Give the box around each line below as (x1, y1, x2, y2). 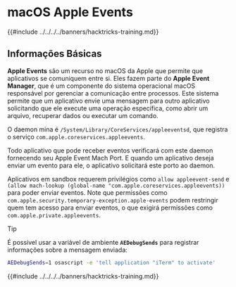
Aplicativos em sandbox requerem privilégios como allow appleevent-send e (7, 174, 230, 183)
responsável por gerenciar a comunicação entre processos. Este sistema (7, 89, 219, 97)
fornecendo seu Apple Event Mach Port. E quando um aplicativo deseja (7, 153, 214, 162)
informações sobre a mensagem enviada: (7, 245, 128, 254)
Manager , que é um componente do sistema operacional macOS (7, 82, 196, 90)
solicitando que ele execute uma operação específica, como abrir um (7, 103, 209, 113)
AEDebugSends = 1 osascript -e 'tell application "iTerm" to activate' (7, 259, 216, 266)
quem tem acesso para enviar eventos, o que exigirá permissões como (7, 203, 213, 212)
